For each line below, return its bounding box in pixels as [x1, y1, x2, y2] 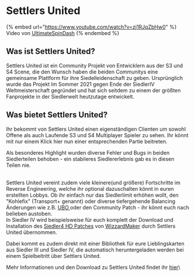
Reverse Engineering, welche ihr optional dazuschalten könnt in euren [6, 185, 174, 192]
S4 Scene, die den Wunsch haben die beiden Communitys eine [6, 68, 158, 75]
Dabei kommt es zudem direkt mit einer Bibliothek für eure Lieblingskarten [6, 240, 185, 247]
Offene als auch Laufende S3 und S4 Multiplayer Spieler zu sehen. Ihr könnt [6, 131, 189, 138]
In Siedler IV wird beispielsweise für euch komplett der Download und [6, 216, 174, 223]
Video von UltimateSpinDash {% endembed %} [6, 29, 120, 36]
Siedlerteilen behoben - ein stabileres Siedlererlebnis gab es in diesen [6, 155, 175, 162]
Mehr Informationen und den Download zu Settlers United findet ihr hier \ [6, 264, 181, 271]
